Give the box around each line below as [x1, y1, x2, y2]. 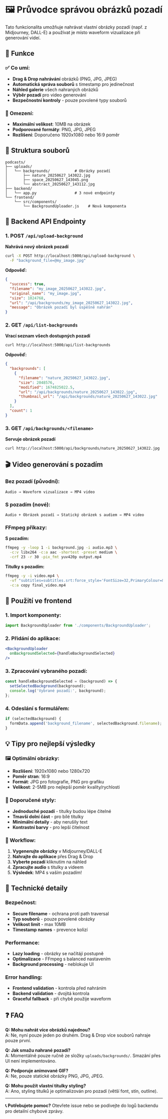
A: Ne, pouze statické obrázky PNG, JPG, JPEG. [5, 1073, 104, 1079]
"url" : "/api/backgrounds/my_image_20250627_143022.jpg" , [9, 300, 133, 306]
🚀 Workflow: [5, 837, 36, 844]
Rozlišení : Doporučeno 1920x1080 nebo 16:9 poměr [12, 132, 120, 138]
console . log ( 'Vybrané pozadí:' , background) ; [9, 688, 106, 693]
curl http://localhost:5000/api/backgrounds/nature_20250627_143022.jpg [5, 446, 160, 451]
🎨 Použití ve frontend [5, 596, 72, 605]
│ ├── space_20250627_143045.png [5, 177, 88, 182]
